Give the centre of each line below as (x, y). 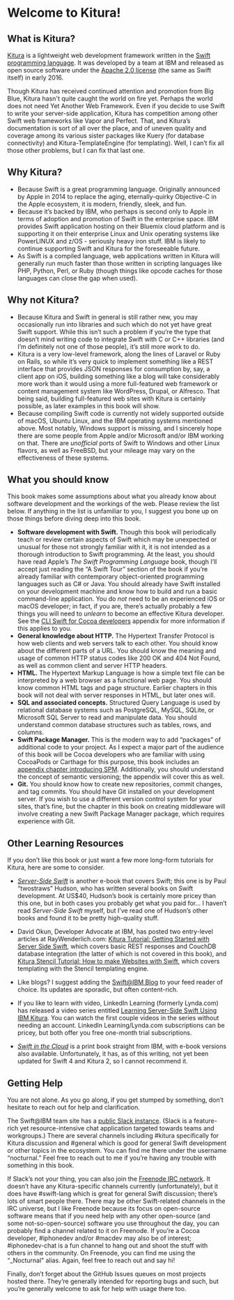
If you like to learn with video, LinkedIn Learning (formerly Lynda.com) (118, 1003)
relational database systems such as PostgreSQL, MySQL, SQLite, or (116, 710)
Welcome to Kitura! (64, 13)
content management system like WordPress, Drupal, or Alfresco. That (118, 391)
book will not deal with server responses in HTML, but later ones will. (116, 695)
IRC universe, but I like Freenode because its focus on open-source (104, 1209)
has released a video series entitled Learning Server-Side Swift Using (117, 1010)
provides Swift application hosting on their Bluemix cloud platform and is (121, 226)
